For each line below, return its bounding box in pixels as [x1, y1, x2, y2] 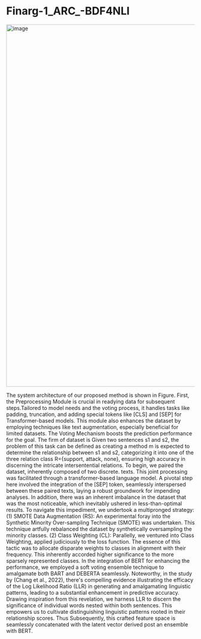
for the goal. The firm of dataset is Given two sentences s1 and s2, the [6, 436, 179, 443]
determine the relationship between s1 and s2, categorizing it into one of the [6, 448, 194, 456]
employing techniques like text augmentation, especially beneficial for [6, 423, 178, 430]
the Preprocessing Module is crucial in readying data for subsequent [6, 397, 175, 405]
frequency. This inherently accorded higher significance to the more [6, 550, 175, 558]
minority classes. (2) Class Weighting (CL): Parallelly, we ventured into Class [6, 532, 194, 539]
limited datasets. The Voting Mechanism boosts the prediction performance [6, 430, 193, 437]
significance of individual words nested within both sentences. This [6, 601, 172, 609]
